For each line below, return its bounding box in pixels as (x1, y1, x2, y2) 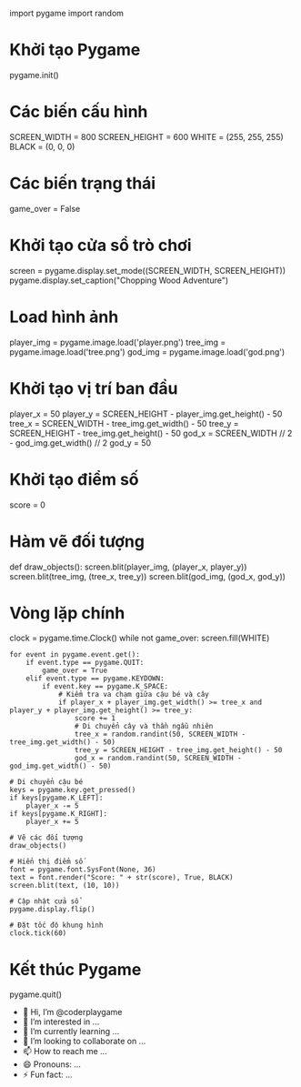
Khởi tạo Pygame (9, 40, 141, 60)
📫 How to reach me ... (22, 1046, 107, 1057)
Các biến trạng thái (9, 173, 156, 194)
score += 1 (74, 714, 116, 723)
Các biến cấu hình (9, 102, 148, 122)
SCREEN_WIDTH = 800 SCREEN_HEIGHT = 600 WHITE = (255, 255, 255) (9, 131, 284, 142)
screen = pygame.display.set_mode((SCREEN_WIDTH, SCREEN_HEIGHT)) (9, 265, 286, 276)
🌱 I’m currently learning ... (22, 1026, 120, 1037)
